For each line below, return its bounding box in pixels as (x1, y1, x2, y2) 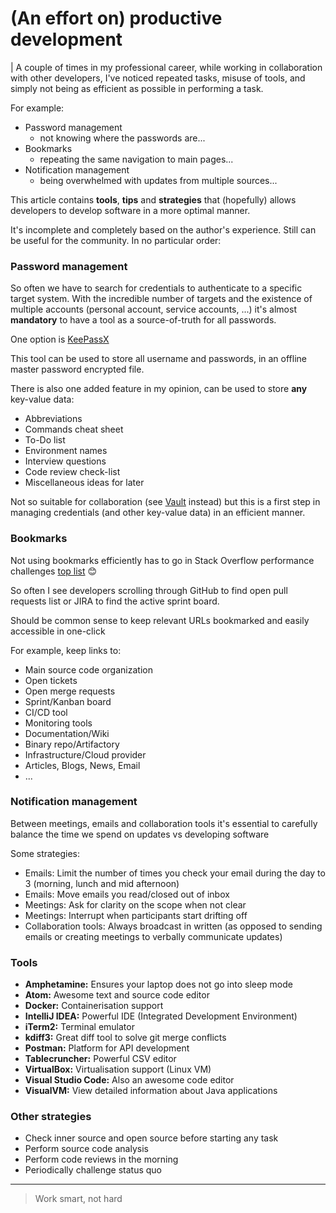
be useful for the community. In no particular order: (10, 234, 222, 246)
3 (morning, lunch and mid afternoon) (24, 877, 180, 889)
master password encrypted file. (10, 363, 145, 376)
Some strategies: (10, 847, 81, 859)
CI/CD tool (24, 706, 68, 718)
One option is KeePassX (10, 333, 110, 346)
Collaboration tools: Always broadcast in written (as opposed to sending (24, 920, 323, 932)
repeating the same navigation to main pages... (39, 153, 234, 165)
